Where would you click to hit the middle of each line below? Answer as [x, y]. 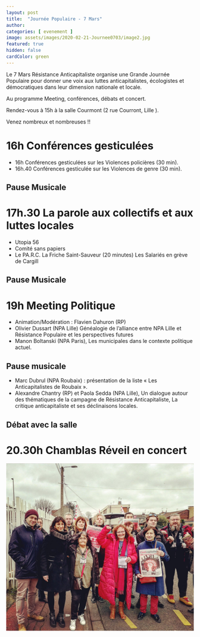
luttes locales [40, 226]
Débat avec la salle [42, 424]
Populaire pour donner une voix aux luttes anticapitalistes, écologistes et [95, 81]
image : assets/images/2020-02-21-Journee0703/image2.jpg [78, 38]
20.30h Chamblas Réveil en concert [97, 450]
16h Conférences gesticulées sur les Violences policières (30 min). [96, 162]
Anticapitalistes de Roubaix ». [51, 387]
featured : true [25, 44]
